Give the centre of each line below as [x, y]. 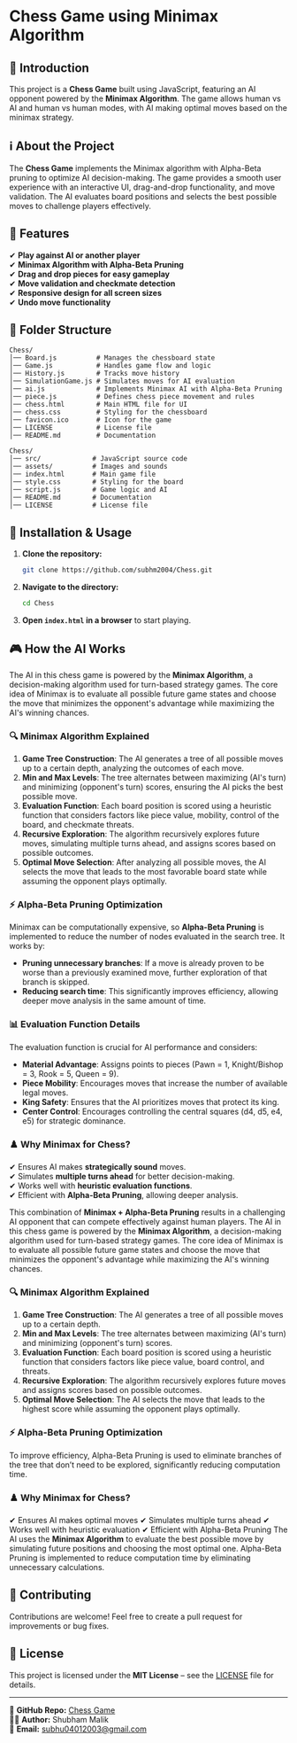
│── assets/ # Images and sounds [88, 467]
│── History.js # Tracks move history [94, 374]
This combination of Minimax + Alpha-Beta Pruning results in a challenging [147, 1212]
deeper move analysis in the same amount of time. [114, 1001]
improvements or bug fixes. [59, 1626]
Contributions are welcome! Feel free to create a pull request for [126, 1616]
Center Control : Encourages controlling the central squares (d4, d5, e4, [152, 1111]
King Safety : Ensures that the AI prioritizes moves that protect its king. [151, 1101]
